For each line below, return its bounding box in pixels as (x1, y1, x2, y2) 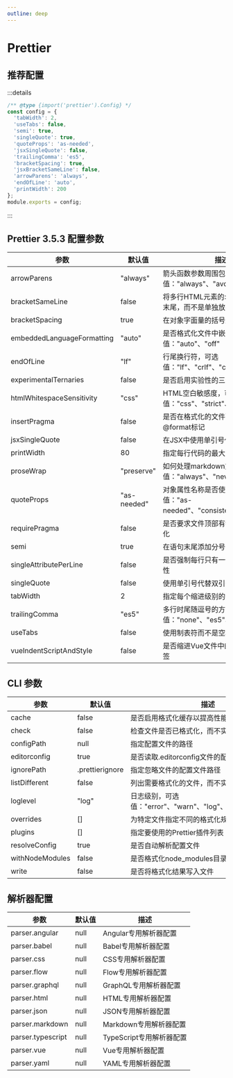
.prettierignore (77, 765, 124, 774)
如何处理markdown (162, 461, 225, 471)
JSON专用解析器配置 (103, 1006, 171, 1016)
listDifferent (10, 778, 49, 788)
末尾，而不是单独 (162, 303, 218, 313)
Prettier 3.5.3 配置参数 (7, 233, 104, 245)
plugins (10, 827, 35, 837)
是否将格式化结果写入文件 (130, 867, 214, 877)
